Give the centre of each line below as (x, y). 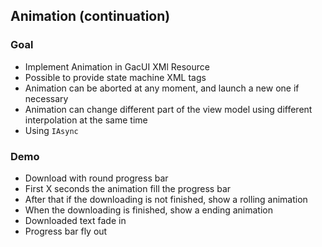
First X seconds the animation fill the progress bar (128, 188)
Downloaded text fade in (75, 220)
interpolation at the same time (86, 120)
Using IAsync (51, 130)
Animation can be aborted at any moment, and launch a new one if (162, 88)
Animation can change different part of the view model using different (168, 109)
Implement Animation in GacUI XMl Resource (117, 66)
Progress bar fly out (66, 231)
